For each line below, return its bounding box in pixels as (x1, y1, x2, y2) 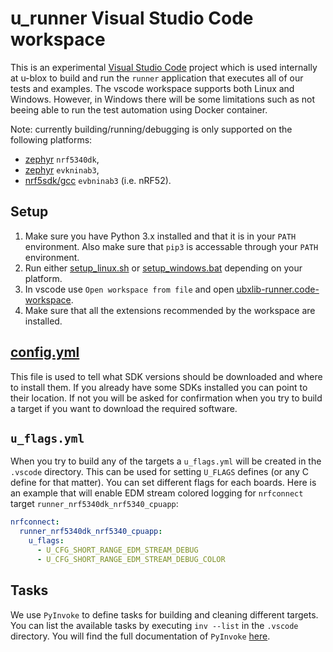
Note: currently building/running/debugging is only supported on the (10, 123, 293, 135)
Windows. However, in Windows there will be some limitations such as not (10, 93, 316, 105)
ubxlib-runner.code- (236, 283, 320, 295)
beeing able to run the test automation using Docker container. (10, 103, 268, 116)
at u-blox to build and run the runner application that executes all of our (10, 72, 304, 84)
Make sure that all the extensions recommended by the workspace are (24, 304, 316, 316)
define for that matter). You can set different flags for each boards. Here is (10, 477, 317, 489)
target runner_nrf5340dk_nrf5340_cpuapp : (10, 498, 179, 510)
